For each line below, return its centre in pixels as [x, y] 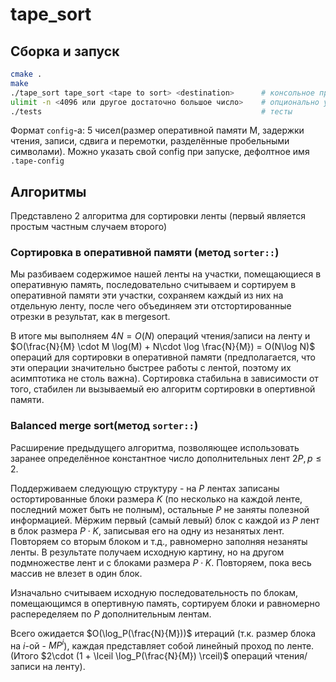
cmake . [26, 74]
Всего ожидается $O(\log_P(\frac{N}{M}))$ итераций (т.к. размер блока [163, 633]
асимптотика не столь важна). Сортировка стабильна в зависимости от [164, 379]
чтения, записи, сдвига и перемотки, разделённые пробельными [150, 141]
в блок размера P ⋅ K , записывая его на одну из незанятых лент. [147, 530]
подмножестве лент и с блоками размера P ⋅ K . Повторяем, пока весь [161, 562]
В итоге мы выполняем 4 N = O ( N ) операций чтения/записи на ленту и [160, 336]
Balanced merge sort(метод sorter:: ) [104, 426]
